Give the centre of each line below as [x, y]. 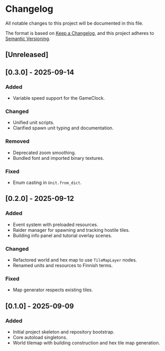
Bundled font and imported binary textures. [58, 158]
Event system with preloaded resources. [56, 225]
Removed [17, 141]
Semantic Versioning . [28, 39]
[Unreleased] [27, 55]
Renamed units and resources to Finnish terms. [63, 265]
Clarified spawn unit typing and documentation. [63, 128]
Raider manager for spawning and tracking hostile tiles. [71, 230]
